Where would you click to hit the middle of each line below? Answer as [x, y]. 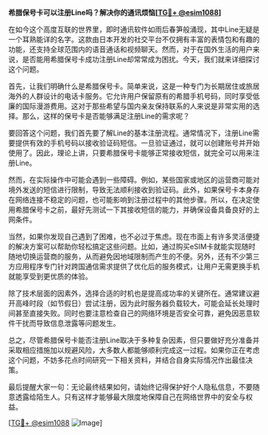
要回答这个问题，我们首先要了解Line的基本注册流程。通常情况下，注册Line [130, 133]
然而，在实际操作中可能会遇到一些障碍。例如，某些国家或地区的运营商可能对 [134, 180]
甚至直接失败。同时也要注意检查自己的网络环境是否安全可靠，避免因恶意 [134, 313]
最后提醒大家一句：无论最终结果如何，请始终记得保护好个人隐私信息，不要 [130, 387]
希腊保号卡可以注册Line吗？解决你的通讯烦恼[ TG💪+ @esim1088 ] [115, 12]
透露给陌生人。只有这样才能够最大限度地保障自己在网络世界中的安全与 [130, 397]
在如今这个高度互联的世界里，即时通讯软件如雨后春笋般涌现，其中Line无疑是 [134, 29]
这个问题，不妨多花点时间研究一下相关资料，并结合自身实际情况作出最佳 [127, 360]
